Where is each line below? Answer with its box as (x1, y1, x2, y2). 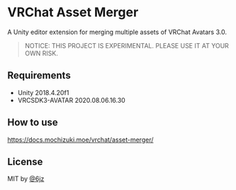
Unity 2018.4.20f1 (17, 88, 69, 96)
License (7, 155, 43, 167)
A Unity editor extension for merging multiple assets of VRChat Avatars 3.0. (7, 28, 227, 36)
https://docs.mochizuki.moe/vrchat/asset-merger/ (7, 135, 154, 144)
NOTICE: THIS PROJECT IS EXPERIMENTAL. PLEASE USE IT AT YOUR (24, 41, 229, 50)
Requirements (7, 69, 71, 82)
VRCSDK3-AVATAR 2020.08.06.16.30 (17, 96, 125, 104)
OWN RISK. (24, 49, 58, 57)
